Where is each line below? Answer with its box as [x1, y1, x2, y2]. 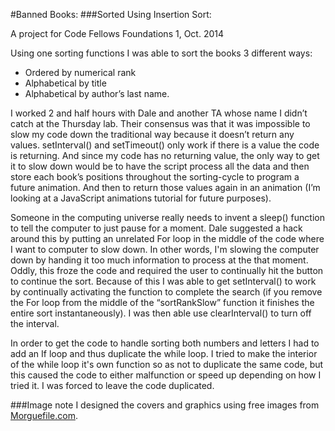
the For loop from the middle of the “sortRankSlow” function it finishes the [10, 297, 315, 308]
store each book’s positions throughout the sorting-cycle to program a [10, 171, 300, 183]
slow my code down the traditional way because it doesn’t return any [10, 129, 295, 140]
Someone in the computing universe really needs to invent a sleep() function [10, 212, 325, 223]
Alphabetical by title [24, 77, 107, 89]
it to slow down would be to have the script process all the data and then [10, 160, 310, 172]
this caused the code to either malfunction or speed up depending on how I [10, 369, 322, 381]
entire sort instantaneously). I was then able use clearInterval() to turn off [10, 307, 312, 319]
